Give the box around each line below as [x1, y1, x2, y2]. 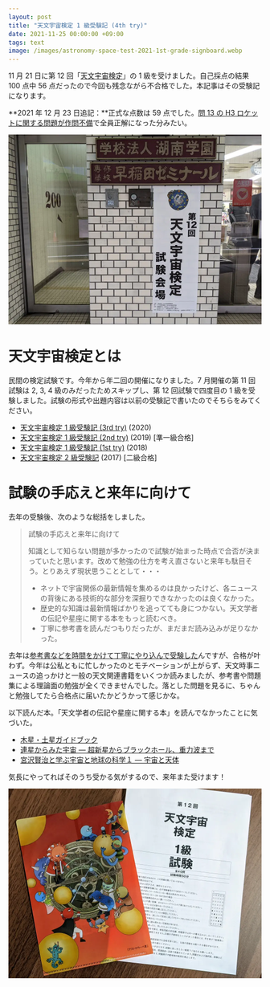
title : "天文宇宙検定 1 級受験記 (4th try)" [8, 21, 148, 30]
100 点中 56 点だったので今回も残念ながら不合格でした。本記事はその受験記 [8, 81, 260, 91]
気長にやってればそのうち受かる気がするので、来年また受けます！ [8, 772, 227, 781]
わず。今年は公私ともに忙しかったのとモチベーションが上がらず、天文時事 [8, 661, 254, 670]
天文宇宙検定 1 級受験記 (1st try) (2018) [19, 443, 148, 453]
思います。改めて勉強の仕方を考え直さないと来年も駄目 [63, 557, 246, 565]
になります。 [8, 91, 51, 100]
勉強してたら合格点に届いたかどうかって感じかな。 [14, 691, 184, 700]
